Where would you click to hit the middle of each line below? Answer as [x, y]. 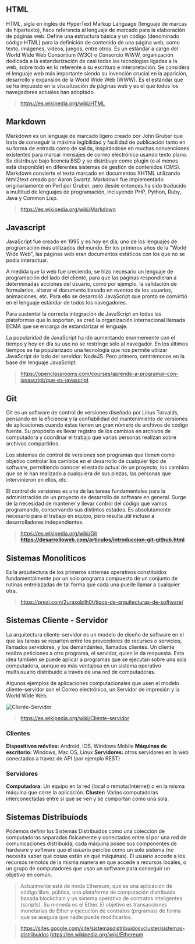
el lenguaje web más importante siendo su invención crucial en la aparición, [97, 73]
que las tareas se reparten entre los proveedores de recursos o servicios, [94, 641]
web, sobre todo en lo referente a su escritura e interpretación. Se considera [98, 67]
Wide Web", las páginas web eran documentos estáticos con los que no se [95, 254]
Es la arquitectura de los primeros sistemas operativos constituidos [86, 572]
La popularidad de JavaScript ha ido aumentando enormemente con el [91, 338]
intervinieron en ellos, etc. [37, 480]
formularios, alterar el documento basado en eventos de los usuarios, [89, 290]
